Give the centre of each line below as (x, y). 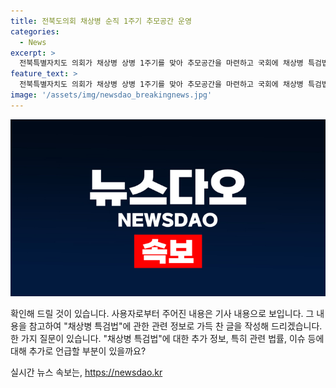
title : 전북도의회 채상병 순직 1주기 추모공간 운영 (101, 21)
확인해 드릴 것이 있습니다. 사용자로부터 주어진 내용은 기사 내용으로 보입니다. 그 (162, 314)
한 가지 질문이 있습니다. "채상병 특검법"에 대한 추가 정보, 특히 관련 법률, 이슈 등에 (167, 339)
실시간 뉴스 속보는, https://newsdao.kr (86, 372)
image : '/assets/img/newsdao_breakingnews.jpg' (111, 95)
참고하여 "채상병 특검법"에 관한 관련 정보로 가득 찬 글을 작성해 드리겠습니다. (175, 326)
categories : (35, 31)
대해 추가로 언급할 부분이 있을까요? (78, 351)
